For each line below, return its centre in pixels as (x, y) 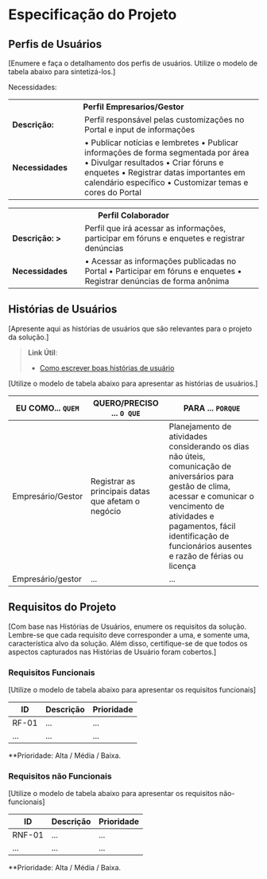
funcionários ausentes (211, 546)
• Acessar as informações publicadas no (161, 261)
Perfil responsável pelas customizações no (164, 120)
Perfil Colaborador (133, 215)
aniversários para (201, 476)
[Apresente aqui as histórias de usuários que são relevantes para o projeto (130, 328)
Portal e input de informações (140, 129)
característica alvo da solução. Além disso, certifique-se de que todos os (128, 643)
